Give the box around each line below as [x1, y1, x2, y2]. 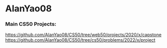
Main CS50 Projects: [5, 21, 57, 28]
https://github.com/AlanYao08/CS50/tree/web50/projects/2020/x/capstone [5, 32, 162, 38]
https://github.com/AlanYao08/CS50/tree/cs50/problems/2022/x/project [5, 37, 156, 43]
